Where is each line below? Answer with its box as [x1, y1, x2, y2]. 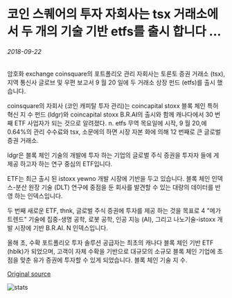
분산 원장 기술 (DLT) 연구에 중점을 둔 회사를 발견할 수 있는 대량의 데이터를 [15, 183, 214, 191]
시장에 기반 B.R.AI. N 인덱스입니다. [14, 224, 109, 232]
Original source [7, 270, 51, 278]
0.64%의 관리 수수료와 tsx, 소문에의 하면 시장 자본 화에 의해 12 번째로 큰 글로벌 [7, 128, 222, 136]
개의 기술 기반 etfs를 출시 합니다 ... [35, 24, 222, 40]
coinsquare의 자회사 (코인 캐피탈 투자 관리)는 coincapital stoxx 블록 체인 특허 [7, 102, 219, 110]
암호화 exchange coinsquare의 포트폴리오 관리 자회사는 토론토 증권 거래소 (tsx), [7, 70, 226, 78]
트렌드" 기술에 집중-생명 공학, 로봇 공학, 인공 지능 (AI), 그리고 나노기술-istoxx [7, 216, 216, 224]
